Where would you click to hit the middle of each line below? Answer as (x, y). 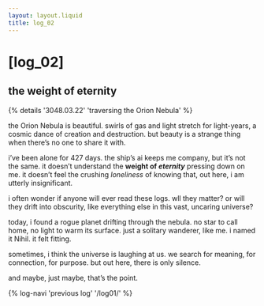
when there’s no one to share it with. (67, 142)
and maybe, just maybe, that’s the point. (73, 278)
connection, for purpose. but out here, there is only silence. (104, 263)
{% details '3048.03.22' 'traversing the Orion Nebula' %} (100, 110)
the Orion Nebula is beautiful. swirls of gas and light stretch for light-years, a (132, 125)
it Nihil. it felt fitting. (40, 239)
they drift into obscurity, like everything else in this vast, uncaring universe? (131, 206)
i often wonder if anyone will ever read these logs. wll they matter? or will (126, 198)
